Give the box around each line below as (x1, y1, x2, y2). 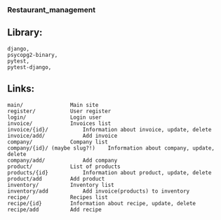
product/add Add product (7, 175, 105, 182)
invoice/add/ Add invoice (7, 132, 118, 139)
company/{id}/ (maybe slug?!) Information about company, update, (7, 144, 215, 152)
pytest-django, (7, 63, 52, 71)
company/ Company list (7, 138, 109, 145)
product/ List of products (7, 163, 121, 170)
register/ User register (7, 108, 112, 115)
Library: (7, 27, 43, 39)
